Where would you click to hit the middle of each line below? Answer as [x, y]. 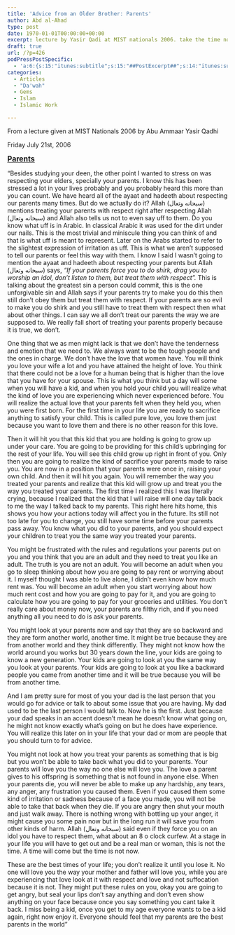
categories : [24, 72]
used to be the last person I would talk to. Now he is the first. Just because [115, 711]
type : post [23, 27]
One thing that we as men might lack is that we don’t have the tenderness [113, 343]
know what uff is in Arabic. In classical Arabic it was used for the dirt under [115, 225]
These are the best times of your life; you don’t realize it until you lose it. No [116, 864]
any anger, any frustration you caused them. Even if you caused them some [116, 791]
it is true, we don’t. [34, 330]
